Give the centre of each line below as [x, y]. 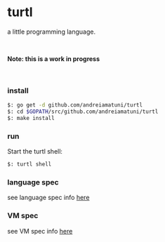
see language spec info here [48, 198]
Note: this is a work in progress [54, 59]
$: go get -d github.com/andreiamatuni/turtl [75, 105]
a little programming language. [52, 32]
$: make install [31, 118]
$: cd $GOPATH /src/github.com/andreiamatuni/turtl [83, 112]
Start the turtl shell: [35, 152]
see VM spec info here [40, 231]
